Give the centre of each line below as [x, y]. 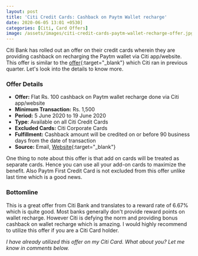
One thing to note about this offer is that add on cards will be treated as [93, 158]
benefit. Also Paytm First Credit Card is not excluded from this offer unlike [96, 171]
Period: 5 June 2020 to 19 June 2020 [60, 116]
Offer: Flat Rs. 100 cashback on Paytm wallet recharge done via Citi [97, 97]
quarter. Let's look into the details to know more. [65, 69]
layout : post [22, 11]
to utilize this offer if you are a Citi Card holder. [63, 230]
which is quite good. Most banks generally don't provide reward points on [96, 211]
